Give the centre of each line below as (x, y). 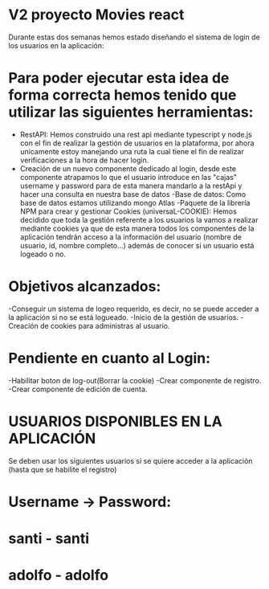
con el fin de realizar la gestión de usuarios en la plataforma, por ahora (137, 143)
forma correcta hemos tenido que (122, 95)
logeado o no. (43, 254)
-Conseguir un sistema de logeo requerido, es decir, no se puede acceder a (134, 309)
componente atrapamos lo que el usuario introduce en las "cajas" (128, 177)
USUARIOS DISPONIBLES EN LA (115, 421)
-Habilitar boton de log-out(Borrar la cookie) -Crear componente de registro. (135, 380)
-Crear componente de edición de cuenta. (78, 389)
